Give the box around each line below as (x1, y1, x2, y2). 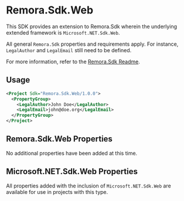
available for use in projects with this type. (6, 188, 108, 195)
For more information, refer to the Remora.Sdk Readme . (6, 58, 141, 65)
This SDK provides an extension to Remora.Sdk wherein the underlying (6, 23, 178, 30)
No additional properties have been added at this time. (6, 149, 138, 156)
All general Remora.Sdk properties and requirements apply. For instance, (6, 40, 179, 47)
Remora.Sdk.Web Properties (6, 134, 113, 144)
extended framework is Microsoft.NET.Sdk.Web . (6, 29, 120, 36)
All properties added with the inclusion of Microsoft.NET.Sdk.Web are (6, 182, 171, 189)
